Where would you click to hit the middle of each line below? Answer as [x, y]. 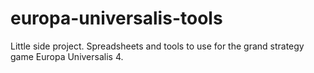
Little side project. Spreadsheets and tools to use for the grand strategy [157, 46]
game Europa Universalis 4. [67, 56]
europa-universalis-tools [116, 18]
